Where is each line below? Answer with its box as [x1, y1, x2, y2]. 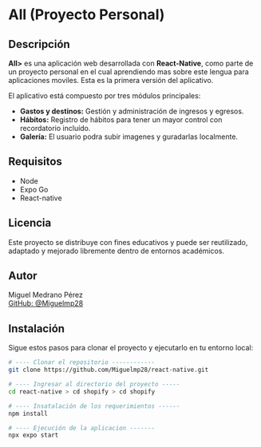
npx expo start [8, 431, 59, 440]
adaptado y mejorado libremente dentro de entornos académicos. [8, 246, 225, 255]
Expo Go [19, 184, 49, 194]
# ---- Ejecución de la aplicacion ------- [8, 424, 156, 432]
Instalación [8, 322, 65, 335]
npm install [8, 409, 48, 417]
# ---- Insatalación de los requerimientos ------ [8, 402, 180, 410]
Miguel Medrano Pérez [8, 290, 84, 300]
